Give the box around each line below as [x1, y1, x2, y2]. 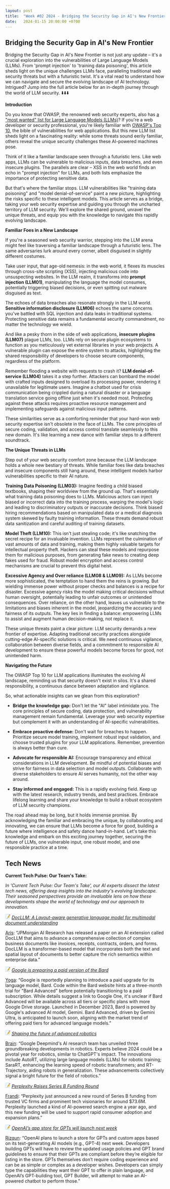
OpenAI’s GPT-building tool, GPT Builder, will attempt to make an [5, 1173, 140, 1178]
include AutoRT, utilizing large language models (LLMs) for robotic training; [5, 1057, 162, 1063]
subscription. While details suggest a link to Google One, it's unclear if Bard [5, 993, 163, 999]
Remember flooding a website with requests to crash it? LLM [5, 368, 132, 374]
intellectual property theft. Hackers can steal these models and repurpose [5, 547, 159, 553]
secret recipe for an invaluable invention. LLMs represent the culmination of [5, 536, 163, 542]
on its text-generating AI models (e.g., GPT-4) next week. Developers [5, 1140, 150, 1146]
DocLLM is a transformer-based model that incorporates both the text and [5, 946, 160, 952]
